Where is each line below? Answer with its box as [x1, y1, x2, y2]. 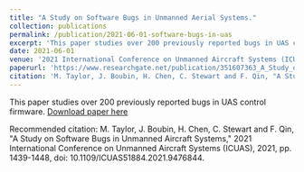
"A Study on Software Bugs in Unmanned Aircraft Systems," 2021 [9, 132, 252, 144]
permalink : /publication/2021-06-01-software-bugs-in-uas [9, 30, 233, 39]
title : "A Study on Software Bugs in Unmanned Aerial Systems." [9, 13, 257, 23]
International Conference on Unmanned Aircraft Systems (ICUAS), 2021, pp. [9, 142, 292, 153]
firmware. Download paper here [9, 105, 128, 117]
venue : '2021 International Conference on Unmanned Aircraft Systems [9, 55, 278, 64]
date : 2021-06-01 [9, 47, 75, 56]
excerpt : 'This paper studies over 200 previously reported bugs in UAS [9, 38, 290, 48]
